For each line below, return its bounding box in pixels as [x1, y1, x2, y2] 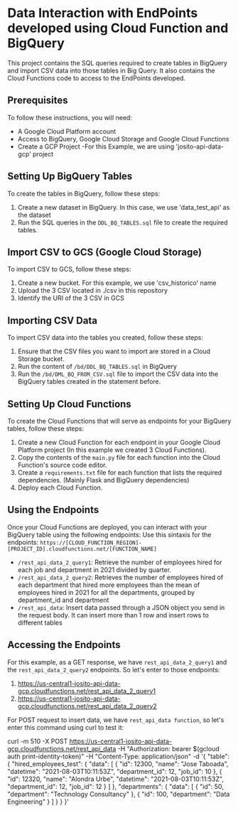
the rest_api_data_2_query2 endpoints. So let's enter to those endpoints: [7, 665, 220, 674]
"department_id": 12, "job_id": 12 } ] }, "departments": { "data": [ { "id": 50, [7, 782, 224, 790]
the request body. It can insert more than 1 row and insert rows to [17, 610, 210, 619]
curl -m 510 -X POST [7, 737, 68, 745]
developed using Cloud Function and [7, 20, 229, 36]
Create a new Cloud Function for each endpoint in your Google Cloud [17, 438, 221, 446]
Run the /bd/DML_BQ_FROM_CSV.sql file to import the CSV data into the [17, 370, 219, 378]
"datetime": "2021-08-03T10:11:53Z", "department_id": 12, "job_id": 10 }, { [7, 767, 222, 775]
